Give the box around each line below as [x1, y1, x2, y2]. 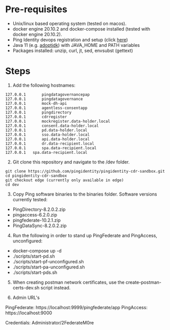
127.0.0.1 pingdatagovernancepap [5, 92, 90, 97]
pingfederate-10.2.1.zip [12, 217, 61, 223]
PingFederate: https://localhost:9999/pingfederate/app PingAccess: [5, 304, 148, 310]
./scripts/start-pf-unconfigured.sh [12, 258, 84, 264]
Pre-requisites [5, 4, 68, 15]
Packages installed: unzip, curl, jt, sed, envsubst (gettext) [12, 47, 133, 53]
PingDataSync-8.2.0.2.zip [12, 223, 67, 229]
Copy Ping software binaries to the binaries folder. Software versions [12, 191, 157, 197]
